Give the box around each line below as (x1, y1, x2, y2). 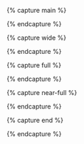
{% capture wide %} (6, 33, 67, 42)
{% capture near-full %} (6, 89, 78, 96)
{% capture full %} (6, 61, 62, 70)
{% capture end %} (6, 116, 63, 124)
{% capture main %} (6, 6, 67, 14)
